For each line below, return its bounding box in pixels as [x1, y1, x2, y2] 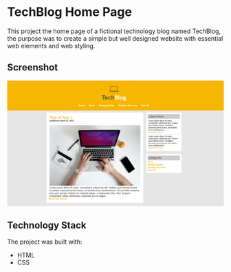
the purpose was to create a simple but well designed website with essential [7, 34, 223, 42]
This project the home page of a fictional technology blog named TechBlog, [7, 27, 221, 35]
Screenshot [7, 61, 58, 73]
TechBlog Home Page [7, 4, 133, 20]
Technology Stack [7, 220, 87, 231]
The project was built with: [7, 237, 82, 246]
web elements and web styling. [7, 41, 96, 50]
